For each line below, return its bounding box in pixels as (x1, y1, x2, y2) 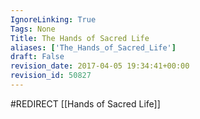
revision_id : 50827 (10, 71, 92, 81)
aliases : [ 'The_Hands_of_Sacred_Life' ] (10, 42, 177, 53)
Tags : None (10, 24, 56, 34)
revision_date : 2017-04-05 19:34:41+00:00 (10, 61, 190, 71)
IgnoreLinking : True (10, 14, 97, 25)
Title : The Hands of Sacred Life (10, 33, 150, 43)
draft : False (10, 52, 65, 62)
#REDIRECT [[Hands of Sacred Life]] (10, 97, 161, 110)
